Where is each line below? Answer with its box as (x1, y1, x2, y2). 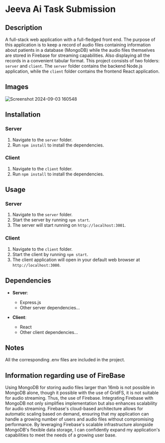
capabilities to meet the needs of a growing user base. (5, 432, 117, 438)
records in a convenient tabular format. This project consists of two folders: (5, 58, 160, 63)
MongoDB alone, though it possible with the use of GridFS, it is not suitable (5, 390, 159, 396)
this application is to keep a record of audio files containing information (5, 42, 151, 48)
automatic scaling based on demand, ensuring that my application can (5, 411, 149, 417)
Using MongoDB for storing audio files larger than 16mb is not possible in (5, 385, 155, 391)
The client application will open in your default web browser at (12, 257, 140, 263)
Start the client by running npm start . (12, 251, 88, 257)
